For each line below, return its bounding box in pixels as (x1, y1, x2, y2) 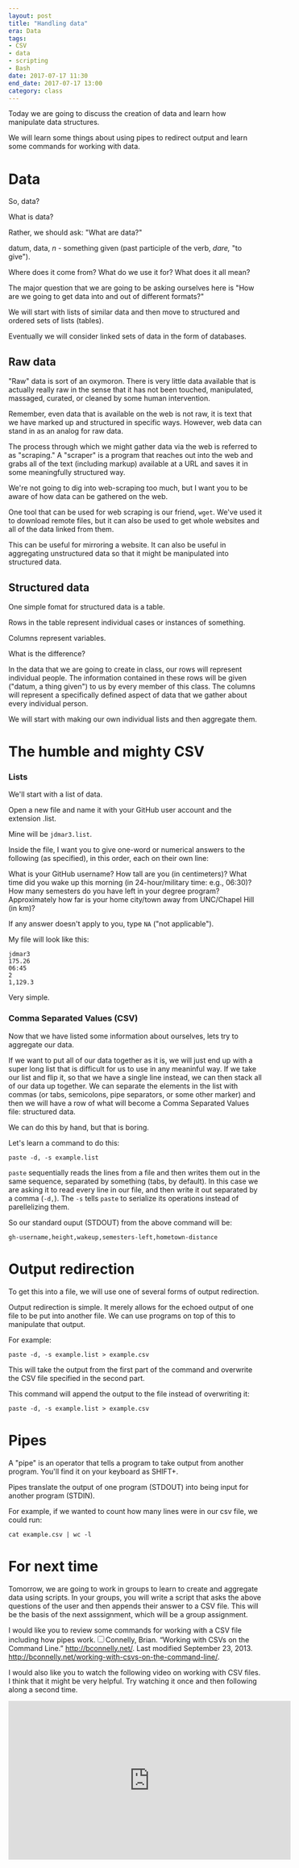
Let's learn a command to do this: (8, 1138, 120, 1147)
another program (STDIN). (8, 1491, 95, 1500)
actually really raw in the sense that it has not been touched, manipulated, (8, 385, 254, 395)
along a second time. (8, 1684, 78, 1694)
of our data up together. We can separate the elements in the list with (8, 1081, 239, 1091)
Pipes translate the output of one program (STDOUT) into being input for (8, 1482, 249, 1491)
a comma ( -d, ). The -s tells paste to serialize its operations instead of (8, 1193, 239, 1203)
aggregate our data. (8, 1039, 75, 1049)
